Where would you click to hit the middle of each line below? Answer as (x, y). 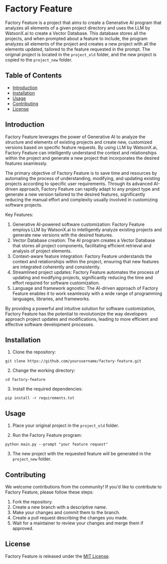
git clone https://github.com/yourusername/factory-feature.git (73, 361)
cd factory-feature (25, 380)
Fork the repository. (33, 502)
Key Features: (19, 214)
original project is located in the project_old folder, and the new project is (81, 54)
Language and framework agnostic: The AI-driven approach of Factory (85, 288)
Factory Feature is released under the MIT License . (58, 556)
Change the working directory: (44, 370)
